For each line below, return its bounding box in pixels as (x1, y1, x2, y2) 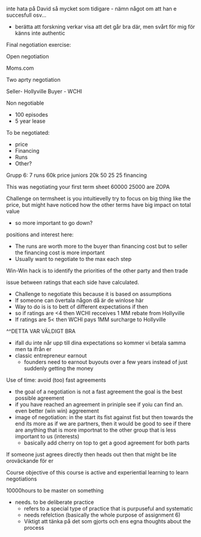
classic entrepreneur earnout (14, 352, 87, 359)
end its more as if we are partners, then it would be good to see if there (14, 420, 191, 427)
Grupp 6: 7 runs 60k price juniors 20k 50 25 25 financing (6, 171, 147, 179)
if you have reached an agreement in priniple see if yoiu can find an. (14, 401, 184, 408)
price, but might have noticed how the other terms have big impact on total (6, 201, 191, 208)
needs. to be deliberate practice (14, 499, 94, 506)
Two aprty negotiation (6, 76, 61, 83)
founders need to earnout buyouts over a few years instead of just (23, 358, 188, 366)
